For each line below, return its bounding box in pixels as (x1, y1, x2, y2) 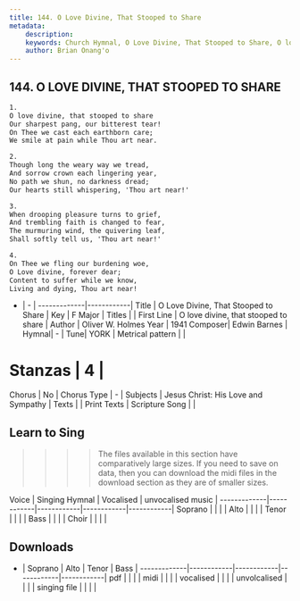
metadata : (9, 21, 46, 30)
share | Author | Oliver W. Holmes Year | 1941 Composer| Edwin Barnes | (21, 319, 288, 330)
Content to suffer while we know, (9, 276, 138, 285)
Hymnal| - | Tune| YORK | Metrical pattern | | (21, 329, 186, 339)
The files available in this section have (97, 448, 238, 460)
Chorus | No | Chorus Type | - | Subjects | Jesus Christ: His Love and (9, 389, 263, 400)
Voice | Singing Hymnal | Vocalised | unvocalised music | (9, 495, 219, 505)
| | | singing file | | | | (21, 582, 96, 592)
